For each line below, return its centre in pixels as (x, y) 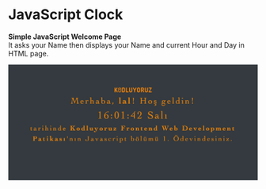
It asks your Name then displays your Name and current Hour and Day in (127, 44)
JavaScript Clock (66, 15)
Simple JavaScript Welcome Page (65, 37)
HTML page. (28, 53)
